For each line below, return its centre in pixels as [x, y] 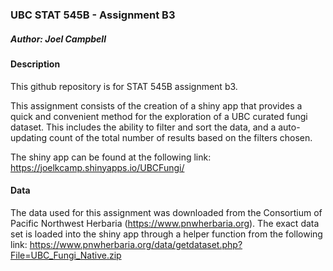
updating [29, 137]
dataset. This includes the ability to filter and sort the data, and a [143, 127]
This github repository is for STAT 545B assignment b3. [124, 86]
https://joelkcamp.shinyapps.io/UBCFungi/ [97, 167]
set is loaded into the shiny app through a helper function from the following [166, 234]
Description [35, 64]
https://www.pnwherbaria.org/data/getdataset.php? [136, 244]
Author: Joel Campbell [58, 39]
